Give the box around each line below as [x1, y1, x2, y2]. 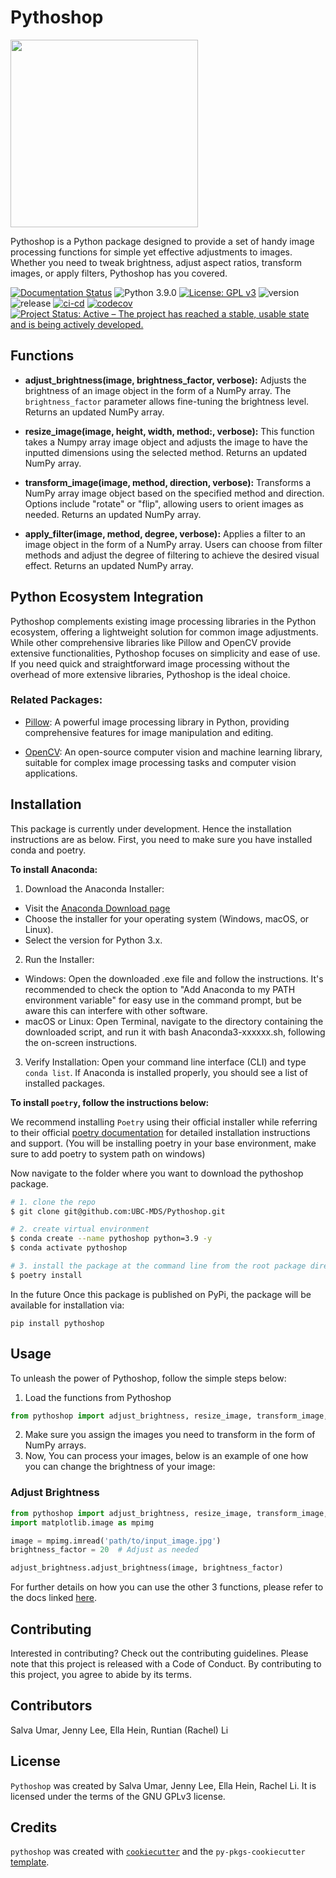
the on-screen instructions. [24, 1036, 138, 1048]
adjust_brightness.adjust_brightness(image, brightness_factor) [10, 1563, 284, 1573]
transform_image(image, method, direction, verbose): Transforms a [24, 476, 312, 488]
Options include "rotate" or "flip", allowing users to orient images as [24, 497, 304, 510]
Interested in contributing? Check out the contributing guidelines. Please [10, 1647, 309, 1659]
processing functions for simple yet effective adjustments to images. [10, 246, 293, 258]
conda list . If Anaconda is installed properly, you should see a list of [24, 1066, 308, 1078]
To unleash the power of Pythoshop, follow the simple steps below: [10, 1372, 287, 1384]
